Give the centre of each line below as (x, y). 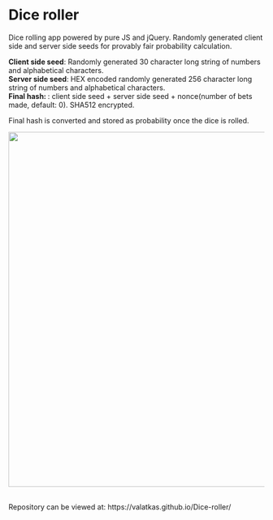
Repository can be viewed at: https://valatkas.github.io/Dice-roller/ (120, 507)
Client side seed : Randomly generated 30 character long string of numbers (135, 62)
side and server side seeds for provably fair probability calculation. (120, 45)
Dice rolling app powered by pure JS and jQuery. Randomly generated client (136, 37)
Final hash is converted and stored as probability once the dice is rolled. (129, 120)
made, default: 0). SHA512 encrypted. (71, 105)
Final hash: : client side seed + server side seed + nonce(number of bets (130, 96)
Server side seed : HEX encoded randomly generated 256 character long (130, 79)
